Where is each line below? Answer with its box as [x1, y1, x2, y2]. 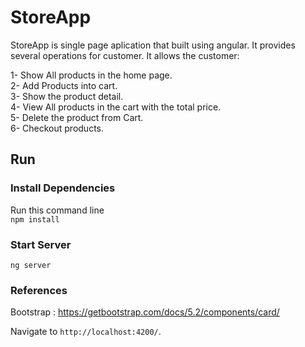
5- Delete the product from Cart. [10, 111, 144, 123]
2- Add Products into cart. [10, 79, 118, 91]
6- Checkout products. [10, 122, 105, 134]
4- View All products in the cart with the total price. [10, 101, 222, 113]
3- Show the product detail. [10, 90, 124, 102]
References [10, 283, 68, 297]
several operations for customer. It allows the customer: [10, 49, 240, 61]
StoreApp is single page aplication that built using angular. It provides [10, 39, 296, 51]
